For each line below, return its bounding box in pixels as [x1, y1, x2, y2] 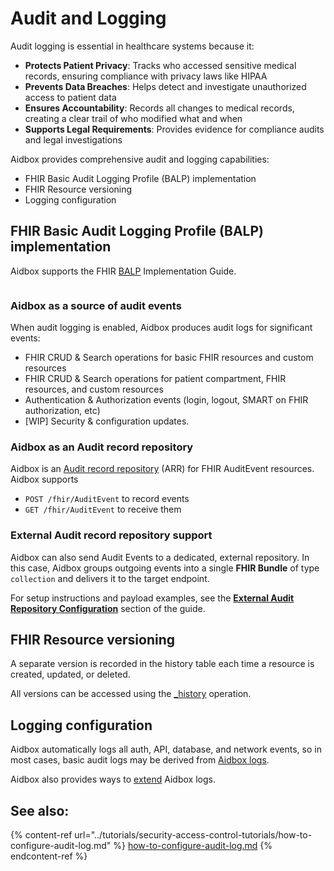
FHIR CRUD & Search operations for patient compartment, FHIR [24, 373, 287, 385]
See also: [10, 802, 70, 819]
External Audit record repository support [10, 528, 213, 542]
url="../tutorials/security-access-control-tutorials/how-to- [74, 829, 313, 841]
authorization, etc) [24, 405, 101, 417]
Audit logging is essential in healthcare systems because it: [10, 40, 255, 52]
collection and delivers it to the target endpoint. [10, 572, 210, 584]
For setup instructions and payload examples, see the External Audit [10, 592, 295, 604]
